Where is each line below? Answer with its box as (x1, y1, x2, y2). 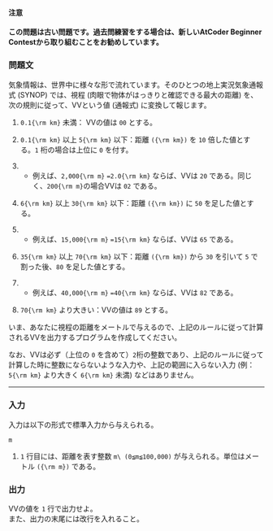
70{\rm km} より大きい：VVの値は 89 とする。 (19, 305, 173, 315)
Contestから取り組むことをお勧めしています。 (8, 37, 164, 47)
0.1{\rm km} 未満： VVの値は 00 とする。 (19, 117, 157, 127)
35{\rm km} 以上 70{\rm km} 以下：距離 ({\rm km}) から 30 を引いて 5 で (19, 251, 258, 261)
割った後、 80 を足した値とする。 (19, 261, 130, 272)
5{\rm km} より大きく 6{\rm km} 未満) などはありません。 (8, 370, 199, 380)
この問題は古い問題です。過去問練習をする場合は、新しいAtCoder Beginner (8, 27, 262, 37)
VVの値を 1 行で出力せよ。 (8, 504, 97, 514)
